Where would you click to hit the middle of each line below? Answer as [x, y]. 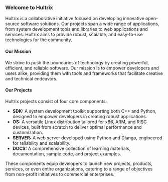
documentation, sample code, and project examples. [67, 154]
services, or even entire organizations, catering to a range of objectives [79, 169]
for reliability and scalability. [41, 143]
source [13, 24]
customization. [28, 132]
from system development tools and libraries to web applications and [76, 29]
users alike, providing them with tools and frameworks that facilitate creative [84, 73]
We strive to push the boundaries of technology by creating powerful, [77, 62]
